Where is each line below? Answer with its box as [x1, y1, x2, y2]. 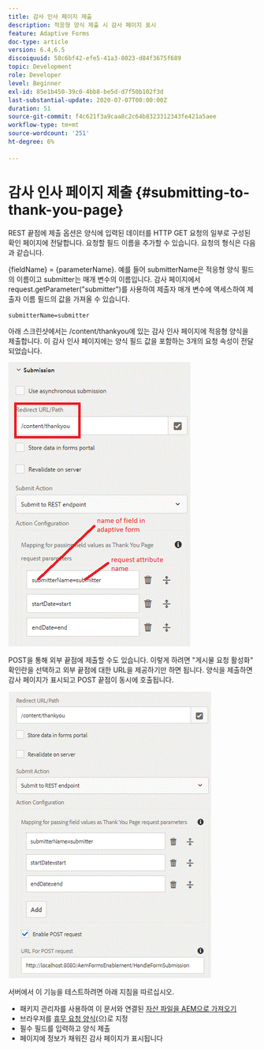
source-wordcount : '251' [8, 130, 90, 137]
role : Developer [8, 71, 61, 79]
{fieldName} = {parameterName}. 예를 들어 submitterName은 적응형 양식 [8, 265, 240, 274]
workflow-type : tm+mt [8, 121, 80, 130]
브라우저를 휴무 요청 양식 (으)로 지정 [19, 1014, 128, 1023]
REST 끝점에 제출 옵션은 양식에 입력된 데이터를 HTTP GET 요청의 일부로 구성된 [8, 228, 251, 237]
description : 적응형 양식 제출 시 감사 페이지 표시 [8, 21, 157, 29]
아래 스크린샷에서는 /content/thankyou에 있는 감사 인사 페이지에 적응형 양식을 [8, 326, 249, 336]
